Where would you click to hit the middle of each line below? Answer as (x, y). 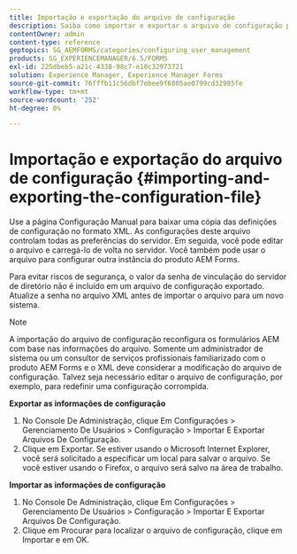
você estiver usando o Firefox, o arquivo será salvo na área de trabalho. (152, 468)
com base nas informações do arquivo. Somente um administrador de (136, 349)
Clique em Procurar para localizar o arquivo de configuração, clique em (152, 531)
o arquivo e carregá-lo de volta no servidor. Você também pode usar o (137, 250)
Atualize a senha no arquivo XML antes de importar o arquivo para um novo (147, 296)
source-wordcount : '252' (55, 100)
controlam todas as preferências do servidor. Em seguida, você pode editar (146, 241)
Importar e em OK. (56, 540)
